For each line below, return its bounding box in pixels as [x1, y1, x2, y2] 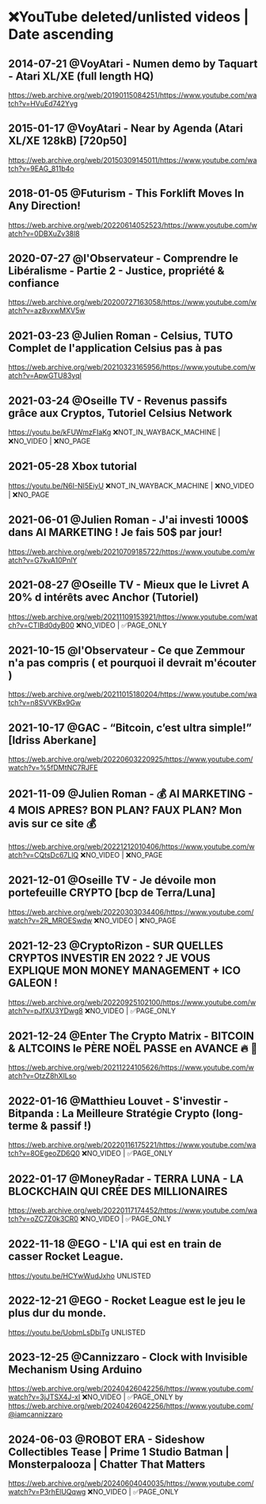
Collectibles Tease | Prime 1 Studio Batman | [8, 1445, 230, 1459]
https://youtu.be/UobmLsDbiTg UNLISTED [8, 1327, 146, 1337]
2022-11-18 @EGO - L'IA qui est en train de [8, 1237, 222, 1251]
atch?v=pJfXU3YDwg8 [8, 1005, 83, 1016]
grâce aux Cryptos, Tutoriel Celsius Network [8, 406, 233, 420]
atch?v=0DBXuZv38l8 [8, 229, 81, 238]
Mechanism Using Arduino [8, 1363, 142, 1377]
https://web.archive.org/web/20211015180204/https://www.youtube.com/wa [8, 689, 257, 699]
